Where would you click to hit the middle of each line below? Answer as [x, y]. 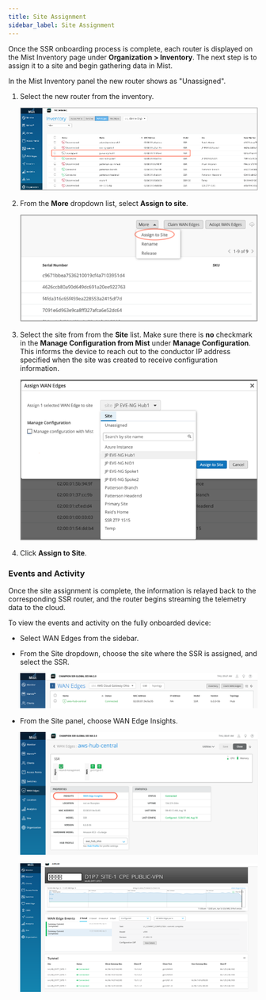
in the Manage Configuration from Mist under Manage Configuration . [135, 343]
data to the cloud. [37, 607]
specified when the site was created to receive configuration [118, 360]
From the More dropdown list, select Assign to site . [104, 203]
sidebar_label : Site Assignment [61, 25]
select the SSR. [44, 662]
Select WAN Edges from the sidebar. [79, 638]
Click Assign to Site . [53, 553]
